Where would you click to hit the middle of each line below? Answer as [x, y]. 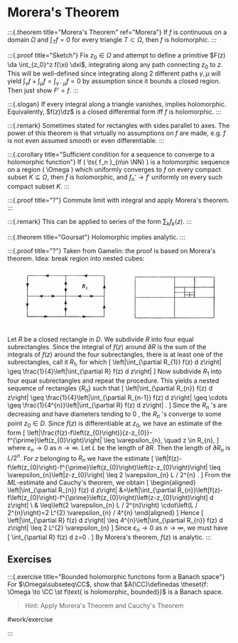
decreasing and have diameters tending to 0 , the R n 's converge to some [114, 415]
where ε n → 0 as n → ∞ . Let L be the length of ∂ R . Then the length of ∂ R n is [119, 448]
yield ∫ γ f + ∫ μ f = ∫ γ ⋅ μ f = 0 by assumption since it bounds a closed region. [114, 82]
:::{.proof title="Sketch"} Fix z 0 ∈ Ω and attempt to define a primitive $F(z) [117, 56]
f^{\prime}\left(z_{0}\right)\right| [55, 440]
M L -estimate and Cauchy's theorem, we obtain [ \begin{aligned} [102, 483]
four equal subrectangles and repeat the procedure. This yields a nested [113, 381]
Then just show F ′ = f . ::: [43, 90]
